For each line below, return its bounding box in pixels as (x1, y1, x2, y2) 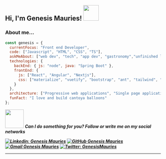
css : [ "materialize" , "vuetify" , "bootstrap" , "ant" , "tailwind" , (18, 77, 158, 82)
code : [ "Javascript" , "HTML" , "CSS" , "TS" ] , (9, 50, 103, 54)
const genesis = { (5, 40, 43, 45)
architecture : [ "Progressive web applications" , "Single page (9, 91, 140, 96)
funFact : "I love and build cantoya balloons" (9, 96, 107, 101)
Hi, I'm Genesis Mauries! (5, 14, 83, 23)
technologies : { (9, 59, 43, 64)
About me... (5, 29, 35, 36)
